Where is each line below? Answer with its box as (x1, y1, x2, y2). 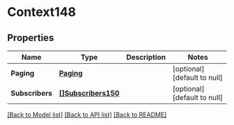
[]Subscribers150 (58, 88, 120, 98)
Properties (7, 32, 54, 44)
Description (126, 53, 166, 62)
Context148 (7, 4, 77, 20)
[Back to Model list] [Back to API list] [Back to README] (7, 110, 167, 119)
